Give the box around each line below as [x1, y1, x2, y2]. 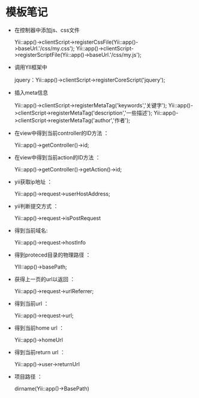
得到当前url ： [14, 300, 49, 307]
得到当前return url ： [14, 348, 65, 355]
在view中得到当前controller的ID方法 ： [14, 129, 109, 137]
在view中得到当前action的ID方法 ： [14, 153, 101, 161]
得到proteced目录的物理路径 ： [14, 251, 91, 258]
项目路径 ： [14, 373, 43, 380]
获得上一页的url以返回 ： [14, 275, 76, 282]
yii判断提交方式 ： [14, 202, 59, 210]
